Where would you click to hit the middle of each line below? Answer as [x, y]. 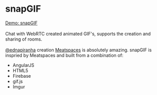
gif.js [17, 81]
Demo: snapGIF [22, 23]
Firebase [22, 76]
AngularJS [23, 65]
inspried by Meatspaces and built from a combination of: [64, 55]
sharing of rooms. [24, 39]
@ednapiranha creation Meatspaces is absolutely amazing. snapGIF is [78, 50]
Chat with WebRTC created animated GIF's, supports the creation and [78, 34]
